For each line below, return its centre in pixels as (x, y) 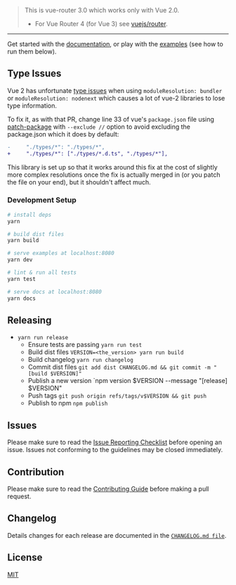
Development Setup (42, 200)
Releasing (29, 320)
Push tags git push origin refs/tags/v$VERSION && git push (117, 396)
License (25, 558)
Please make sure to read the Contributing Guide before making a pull (108, 489)
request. (19, 496)
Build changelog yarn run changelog (80, 360)
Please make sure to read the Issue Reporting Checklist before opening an (115, 442)
